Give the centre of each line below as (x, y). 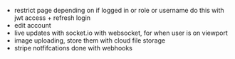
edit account (32, 25)
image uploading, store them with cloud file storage (90, 41)
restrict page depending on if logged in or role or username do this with (119, 10)
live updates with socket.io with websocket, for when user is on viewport (121, 33)
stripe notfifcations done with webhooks (73, 48)
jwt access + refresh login (52, 18)
